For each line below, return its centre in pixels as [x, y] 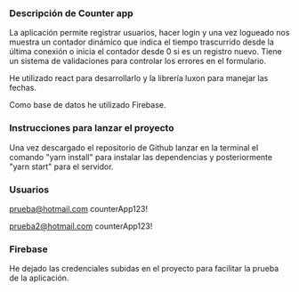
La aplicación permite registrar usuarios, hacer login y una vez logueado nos [149, 33]
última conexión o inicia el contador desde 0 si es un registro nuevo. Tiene [145, 52]
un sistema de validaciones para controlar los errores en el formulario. [138, 61]
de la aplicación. [39, 278]
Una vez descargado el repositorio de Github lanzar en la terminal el [134, 147]
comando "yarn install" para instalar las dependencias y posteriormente [141, 157]
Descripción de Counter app [71, 13]
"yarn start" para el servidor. [61, 166]
